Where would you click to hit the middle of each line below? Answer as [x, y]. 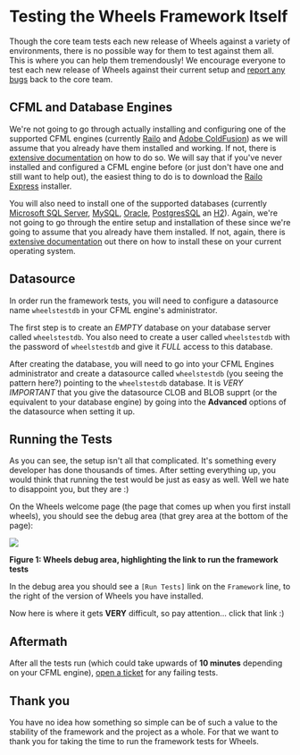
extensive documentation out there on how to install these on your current [146, 241]
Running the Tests [61, 439]
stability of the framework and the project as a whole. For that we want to [144, 732]
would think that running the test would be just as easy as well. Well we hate [149, 479]
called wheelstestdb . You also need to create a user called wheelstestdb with [150, 336]
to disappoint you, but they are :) [69, 489]
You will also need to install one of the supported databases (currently [138, 203]
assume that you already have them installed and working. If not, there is [143, 148]
